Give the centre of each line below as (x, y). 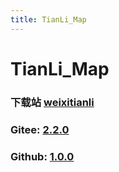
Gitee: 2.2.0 (40, 129)
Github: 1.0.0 (42, 156)
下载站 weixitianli (52, 102)
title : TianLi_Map (48, 19)
